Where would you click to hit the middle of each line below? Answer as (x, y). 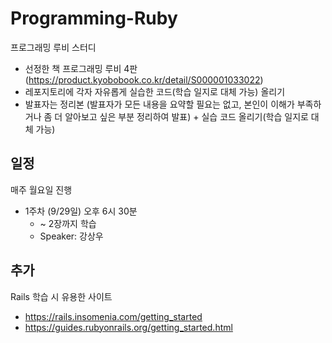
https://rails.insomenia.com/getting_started (113, 316)
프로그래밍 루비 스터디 (53, 47)
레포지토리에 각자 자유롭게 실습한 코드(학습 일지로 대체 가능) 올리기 (155, 91)
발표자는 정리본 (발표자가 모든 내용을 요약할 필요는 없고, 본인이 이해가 (159, 104)
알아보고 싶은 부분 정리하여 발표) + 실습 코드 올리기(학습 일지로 (186, 116)
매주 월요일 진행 (41, 189)
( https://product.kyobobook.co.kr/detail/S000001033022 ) (144, 79)
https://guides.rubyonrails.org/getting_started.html (128, 327)
